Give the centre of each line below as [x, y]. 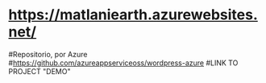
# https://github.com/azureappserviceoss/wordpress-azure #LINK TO [123, 63]
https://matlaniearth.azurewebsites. [133, 15]
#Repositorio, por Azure [48, 54]
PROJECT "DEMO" [39, 71]
